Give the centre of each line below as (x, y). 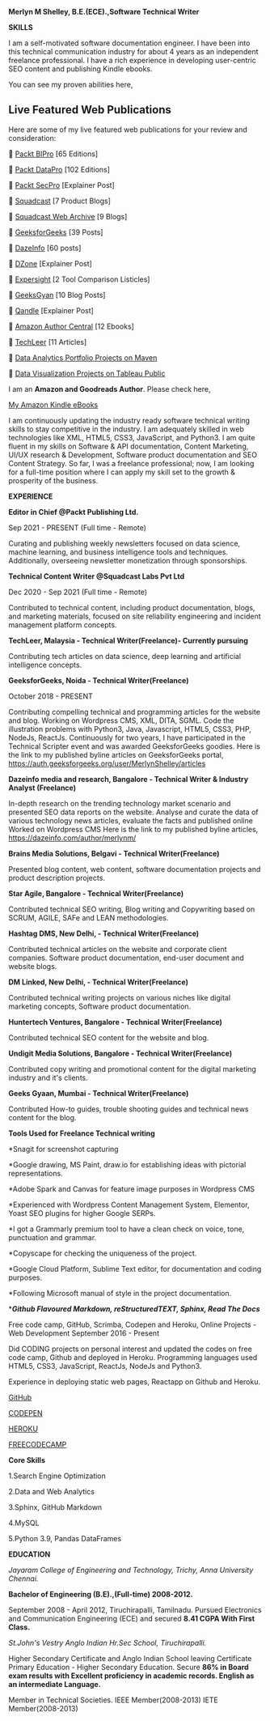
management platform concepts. (63, 625)
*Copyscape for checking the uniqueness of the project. (103, 1253)
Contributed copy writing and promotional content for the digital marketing (133, 1069)
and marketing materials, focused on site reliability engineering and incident (135, 616)
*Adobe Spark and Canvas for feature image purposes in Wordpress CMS (132, 1188)
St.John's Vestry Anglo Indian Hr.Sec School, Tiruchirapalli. (108, 1642)
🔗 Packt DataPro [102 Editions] (59, 169)
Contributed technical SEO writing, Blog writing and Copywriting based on (132, 909)
